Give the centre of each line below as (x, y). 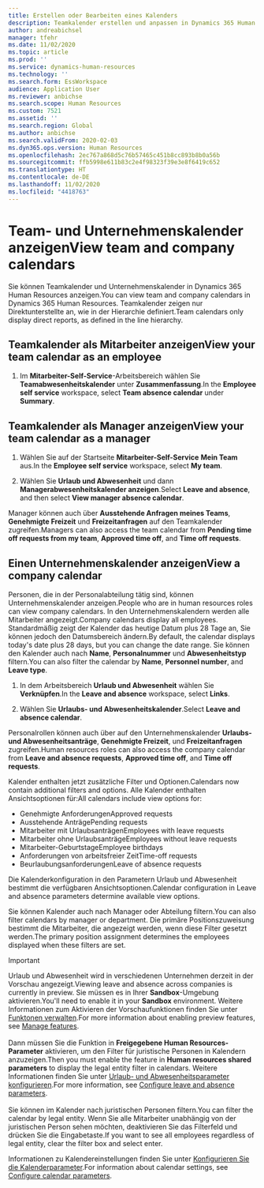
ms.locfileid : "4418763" (49, 192)
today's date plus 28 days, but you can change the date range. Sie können (129, 645)
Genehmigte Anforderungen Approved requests (96, 814)
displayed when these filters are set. (67, 945)
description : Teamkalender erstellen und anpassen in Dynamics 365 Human (132, 23)
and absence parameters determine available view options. (104, 896)
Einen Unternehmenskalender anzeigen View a (124, 563)
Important (24, 960)
